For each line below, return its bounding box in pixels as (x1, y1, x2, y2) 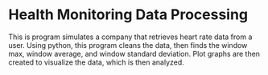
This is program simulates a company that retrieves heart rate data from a (8, 32, 253, 41)
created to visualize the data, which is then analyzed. (8, 57, 185, 67)
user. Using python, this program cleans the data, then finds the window (8, 40, 248, 49)
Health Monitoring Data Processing (8, 6, 248, 24)
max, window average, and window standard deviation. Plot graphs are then (8, 49, 260, 58)
